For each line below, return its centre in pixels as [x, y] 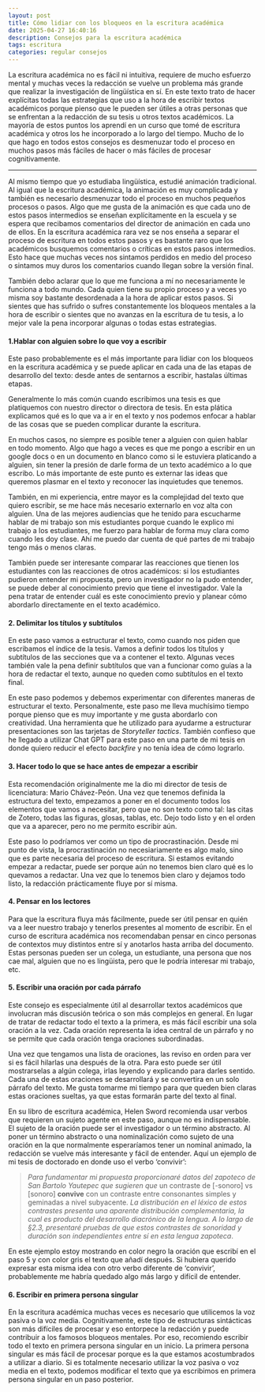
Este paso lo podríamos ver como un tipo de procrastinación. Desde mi [123, 841]
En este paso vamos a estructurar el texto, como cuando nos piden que [124, 641]
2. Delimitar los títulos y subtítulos [65, 622]
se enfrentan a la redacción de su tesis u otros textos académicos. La [121, 117]
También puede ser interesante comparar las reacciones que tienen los [124, 563]
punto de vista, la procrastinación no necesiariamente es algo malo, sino [126, 849]
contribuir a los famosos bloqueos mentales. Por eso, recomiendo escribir [128, 1337]
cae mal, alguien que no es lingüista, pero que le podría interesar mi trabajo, [131, 961]
